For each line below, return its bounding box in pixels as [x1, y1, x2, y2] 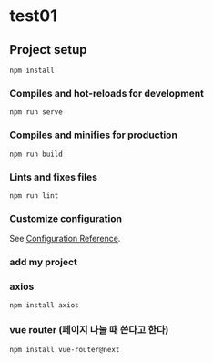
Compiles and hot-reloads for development [9, 87, 205, 99]
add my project [9, 256, 77, 269]
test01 [9, 5, 57, 26]
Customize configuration [9, 212, 123, 224]
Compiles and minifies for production [9, 129, 177, 141]
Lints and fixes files [9, 171, 98, 183]
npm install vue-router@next [9, 345, 120, 354]
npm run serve [9, 108, 64, 117]
